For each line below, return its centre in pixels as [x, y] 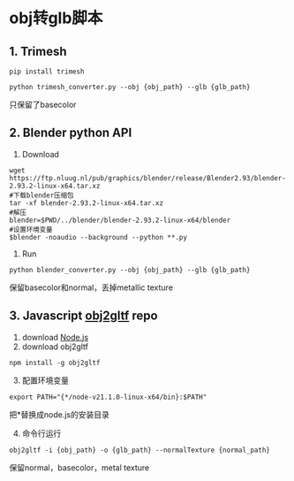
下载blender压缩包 [43, 195]
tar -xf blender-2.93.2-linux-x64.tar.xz [87, 203]
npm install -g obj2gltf [55, 363]
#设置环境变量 [31, 229]
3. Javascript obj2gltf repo [83, 316]
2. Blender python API [71, 133]
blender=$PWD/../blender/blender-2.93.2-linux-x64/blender [120, 220]
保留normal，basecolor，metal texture [79, 467]
